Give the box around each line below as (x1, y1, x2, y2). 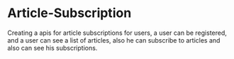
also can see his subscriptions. (7, 43, 98, 52)
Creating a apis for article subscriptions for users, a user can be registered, (7, 28, 227, 37)
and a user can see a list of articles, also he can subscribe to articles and (7, 36, 221, 44)
